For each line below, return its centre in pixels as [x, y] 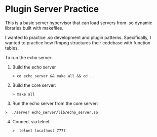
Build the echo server [34, 67]
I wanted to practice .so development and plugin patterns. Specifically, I [78, 37]
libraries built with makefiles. [34, 28]
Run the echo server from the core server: [55, 103]
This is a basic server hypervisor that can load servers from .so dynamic [79, 23]
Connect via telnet [31, 121]
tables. [12, 48]
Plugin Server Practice [52, 9]
